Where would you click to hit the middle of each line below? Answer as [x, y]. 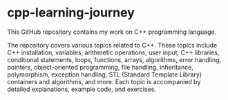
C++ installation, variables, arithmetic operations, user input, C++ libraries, [113, 52]
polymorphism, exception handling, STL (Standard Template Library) [105, 74]
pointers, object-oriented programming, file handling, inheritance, [100, 67]
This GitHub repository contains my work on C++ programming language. [112, 32]
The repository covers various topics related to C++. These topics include [112, 45]
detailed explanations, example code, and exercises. [82, 89]
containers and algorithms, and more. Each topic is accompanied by [104, 81]
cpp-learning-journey [71, 13]
